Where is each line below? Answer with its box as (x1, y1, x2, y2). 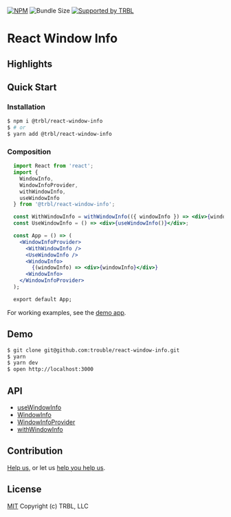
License (7, 483, 42, 496)
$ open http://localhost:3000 (7, 366, 94, 373)
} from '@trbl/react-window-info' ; (13, 201, 115, 208)
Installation (7, 102, 46, 112)
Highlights (7, 58, 53, 70)
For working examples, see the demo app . (7, 308, 126, 316)
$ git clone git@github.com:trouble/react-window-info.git (7, 347, 180, 354)
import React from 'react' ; (13, 163, 94, 170)
